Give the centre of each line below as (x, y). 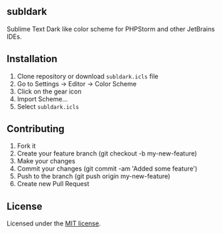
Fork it (26, 146)
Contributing (36, 129)
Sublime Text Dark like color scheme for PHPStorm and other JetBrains (111, 29)
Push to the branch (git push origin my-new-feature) (94, 176)
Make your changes (46, 161)
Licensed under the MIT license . (54, 223)
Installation (32, 59)
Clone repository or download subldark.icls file (88, 76)
